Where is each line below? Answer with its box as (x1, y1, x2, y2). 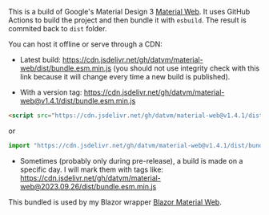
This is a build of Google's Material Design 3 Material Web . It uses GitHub (8, 7, 251, 16)
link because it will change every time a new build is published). (19, 72, 231, 81)
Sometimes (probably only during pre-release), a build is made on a (19, 156, 243, 165)
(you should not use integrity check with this (113, 63, 260, 73)
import (8, 141, 30, 149)
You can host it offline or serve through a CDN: (8, 39, 163, 49)
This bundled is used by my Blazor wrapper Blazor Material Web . (8, 197, 222, 207)
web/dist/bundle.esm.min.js (19, 63, 112, 73)
